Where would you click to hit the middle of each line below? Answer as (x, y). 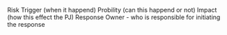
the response (26, 24)
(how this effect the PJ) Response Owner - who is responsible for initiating (114, 17)
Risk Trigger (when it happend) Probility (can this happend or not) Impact (112, 10)
